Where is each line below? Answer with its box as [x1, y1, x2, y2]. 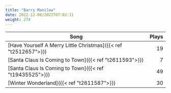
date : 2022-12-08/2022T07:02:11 [5, 12, 74, 17]
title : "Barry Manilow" [5, 7, 56, 13]
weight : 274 [5, 17, 31, 22]
